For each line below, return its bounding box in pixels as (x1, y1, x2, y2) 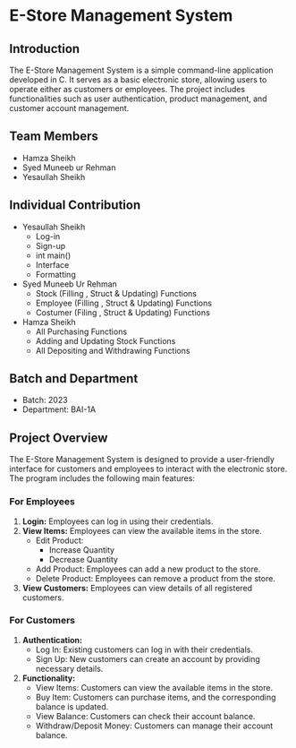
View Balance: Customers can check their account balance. (35, 710, 256, 721)
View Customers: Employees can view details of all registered (21, 582, 253, 593)
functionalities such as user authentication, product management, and (9, 93, 267, 104)
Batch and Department (9, 371, 139, 386)
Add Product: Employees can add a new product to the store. (35, 563, 261, 574)
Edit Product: (35, 535, 84, 546)
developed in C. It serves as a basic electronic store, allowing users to (9, 74, 267, 85)
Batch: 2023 (21, 395, 69, 406)
